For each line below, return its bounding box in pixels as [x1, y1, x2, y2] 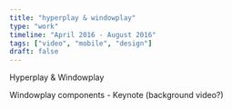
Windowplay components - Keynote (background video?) [9, 90, 225, 101]
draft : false [9, 47, 59, 56]
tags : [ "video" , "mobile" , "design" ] [9, 38, 153, 48]
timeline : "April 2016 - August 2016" [9, 30, 156, 39]
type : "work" [9, 22, 59, 31]
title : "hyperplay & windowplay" [9, 13, 136, 23]
